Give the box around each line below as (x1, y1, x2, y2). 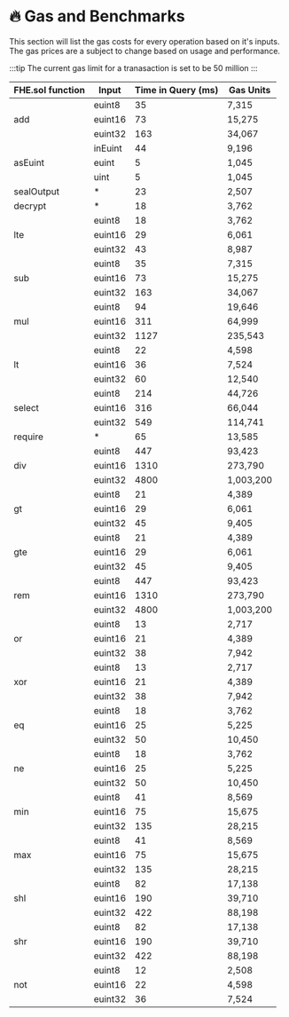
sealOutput (13, 185, 60, 197)
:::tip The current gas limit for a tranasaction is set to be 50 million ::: (9, 62, 259, 73)
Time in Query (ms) (134, 83, 219, 96)
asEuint (13, 156, 45, 169)
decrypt (13, 200, 47, 212)
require (13, 430, 44, 443)
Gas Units (229, 83, 271, 96)
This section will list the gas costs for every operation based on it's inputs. (9, 35, 280, 46)
